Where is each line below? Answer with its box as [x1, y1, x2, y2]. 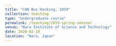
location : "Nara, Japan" [5, 34, 55, 39]
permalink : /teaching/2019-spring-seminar [5, 20, 92, 25]
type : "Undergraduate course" [5, 16, 66, 21]
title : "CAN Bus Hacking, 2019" [5, 7, 70, 12]
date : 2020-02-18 [5, 29, 40, 34]
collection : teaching [5, 11, 49, 16]
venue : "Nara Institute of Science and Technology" [5, 25, 112, 30]
